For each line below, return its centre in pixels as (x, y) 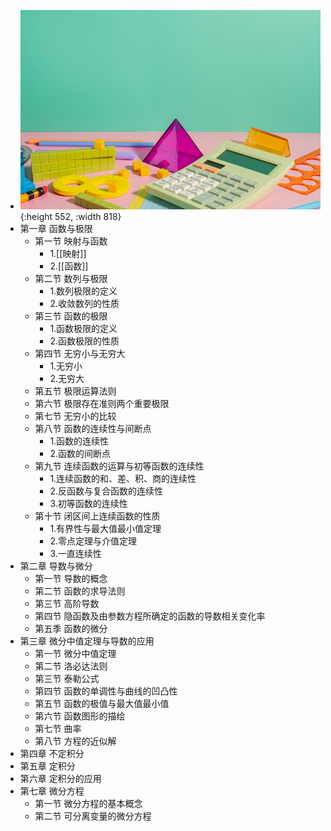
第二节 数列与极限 (71, 279)
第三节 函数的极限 (71, 316)
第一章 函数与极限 (56, 229)
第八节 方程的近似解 (75, 741)
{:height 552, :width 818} (70, 217)
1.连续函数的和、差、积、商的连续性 (123, 479)
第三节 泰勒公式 (67, 679)
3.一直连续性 (75, 554)
